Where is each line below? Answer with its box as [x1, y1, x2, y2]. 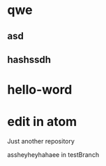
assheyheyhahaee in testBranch [7, 151, 100, 159]
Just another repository [7, 137, 75, 146]
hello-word [7, 82, 73, 98]
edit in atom [7, 114, 77, 130]
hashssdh [7, 53, 51, 65]
